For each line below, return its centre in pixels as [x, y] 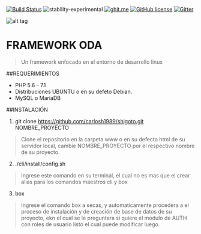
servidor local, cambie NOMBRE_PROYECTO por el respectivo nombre [108, 146]
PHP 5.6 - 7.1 [30, 85]
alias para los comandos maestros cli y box [74, 182]
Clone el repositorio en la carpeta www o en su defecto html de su [103, 139]
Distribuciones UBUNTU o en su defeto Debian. [73, 91]
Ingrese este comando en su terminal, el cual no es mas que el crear [105, 175]
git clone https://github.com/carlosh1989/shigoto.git [79, 121]
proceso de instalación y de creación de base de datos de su [96, 211]
